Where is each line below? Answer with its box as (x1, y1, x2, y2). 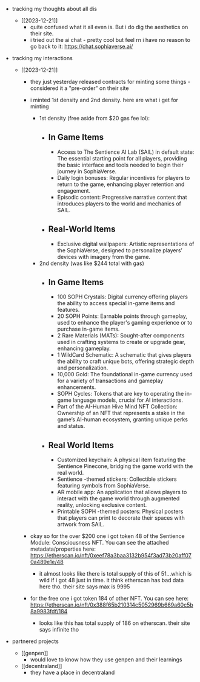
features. (57, 306, 80, 314)
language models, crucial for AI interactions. (72, 396, 183, 404)
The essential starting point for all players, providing (57, 154, 187, 162)
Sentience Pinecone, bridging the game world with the (57, 463, 193, 470)
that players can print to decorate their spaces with (57, 514, 185, 522)
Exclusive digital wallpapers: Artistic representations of (57, 240, 195, 247)
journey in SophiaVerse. (57, 167, 117, 175)
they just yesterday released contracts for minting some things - (30, 78, 191, 85)
